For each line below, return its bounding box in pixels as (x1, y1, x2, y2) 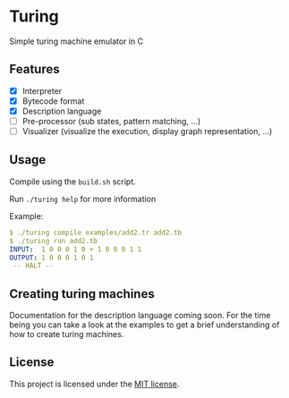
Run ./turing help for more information (9, 193, 157, 204)
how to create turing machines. (9, 329, 124, 340)
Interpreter (21, 85, 63, 96)
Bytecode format (21, 96, 85, 106)
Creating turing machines (9, 286, 155, 301)
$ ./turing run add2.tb (9, 236, 98, 245)
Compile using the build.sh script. (9, 176, 136, 187)
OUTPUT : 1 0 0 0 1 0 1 (9, 253, 94, 262)
